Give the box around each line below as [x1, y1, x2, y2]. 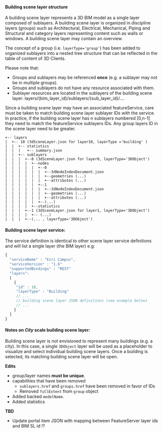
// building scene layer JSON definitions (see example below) [16, 298, 148, 304]
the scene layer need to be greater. [5, 126, 76, 132]
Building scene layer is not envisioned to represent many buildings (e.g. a [5, 338, 153, 344]
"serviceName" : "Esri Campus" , [9, 257, 76, 262]
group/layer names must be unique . [12, 373, 86, 379]
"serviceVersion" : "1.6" [9, 262, 63, 267]
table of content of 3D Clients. [5, 55, 66, 61]
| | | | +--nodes [5, 161, 49, 166]
